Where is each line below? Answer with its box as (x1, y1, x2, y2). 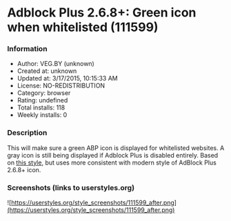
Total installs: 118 (17, 103, 66, 112)
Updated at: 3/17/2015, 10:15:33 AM (17, 74, 119, 83)
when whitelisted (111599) (7, 19, 159, 35)
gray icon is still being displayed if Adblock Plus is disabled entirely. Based (7, 151, 219, 159)
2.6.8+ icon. (7, 165, 41, 173)
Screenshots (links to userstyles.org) (7, 182, 135, 192)
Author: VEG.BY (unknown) (17, 60, 94, 68)
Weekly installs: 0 (17, 111, 68, 119)
